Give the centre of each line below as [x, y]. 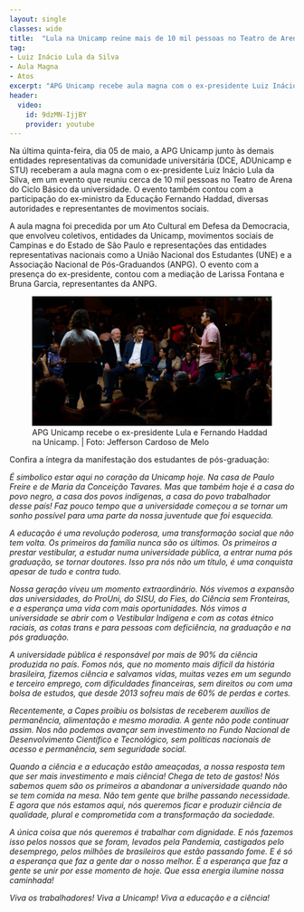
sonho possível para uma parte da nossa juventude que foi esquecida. [142, 515]
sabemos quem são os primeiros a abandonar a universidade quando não [148, 785]
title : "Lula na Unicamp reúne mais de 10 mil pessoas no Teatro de [143, 38]
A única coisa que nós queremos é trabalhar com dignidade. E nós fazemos [152, 831]
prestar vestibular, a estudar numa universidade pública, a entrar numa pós [151, 552]
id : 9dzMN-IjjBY [57, 114]
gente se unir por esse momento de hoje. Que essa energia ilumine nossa [147, 870]
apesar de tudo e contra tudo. [66, 571]
